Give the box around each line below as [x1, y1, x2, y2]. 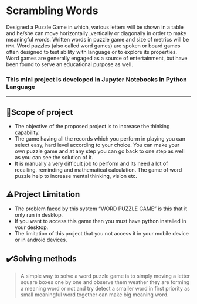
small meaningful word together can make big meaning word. [20, 291, 169, 298]
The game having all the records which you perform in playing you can [14, 135, 186, 142]
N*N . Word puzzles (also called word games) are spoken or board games [6, 42, 181, 49]
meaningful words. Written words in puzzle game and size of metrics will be [6, 36, 189, 43]
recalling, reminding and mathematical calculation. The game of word [14, 166, 182, 173]
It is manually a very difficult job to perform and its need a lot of [14, 160, 168, 168]
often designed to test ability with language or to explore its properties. [6, 48, 178, 55]
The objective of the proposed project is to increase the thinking [14, 123, 170, 130]
